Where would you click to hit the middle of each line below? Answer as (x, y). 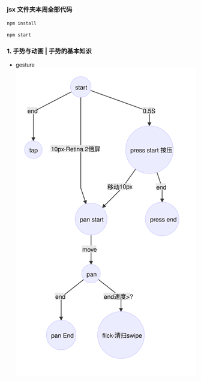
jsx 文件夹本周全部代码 (40, 9)
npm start (19, 35)
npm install (22, 23)
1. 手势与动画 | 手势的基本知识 (49, 51)
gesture (25, 65)
